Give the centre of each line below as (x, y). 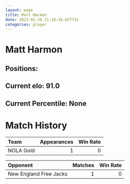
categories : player (26, 24)
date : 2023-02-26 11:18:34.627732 (42, 19)
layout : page (19, 10)
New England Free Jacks (38, 174)
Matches (83, 165)
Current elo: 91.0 (32, 86)
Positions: (22, 68)
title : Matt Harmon (26, 15)
